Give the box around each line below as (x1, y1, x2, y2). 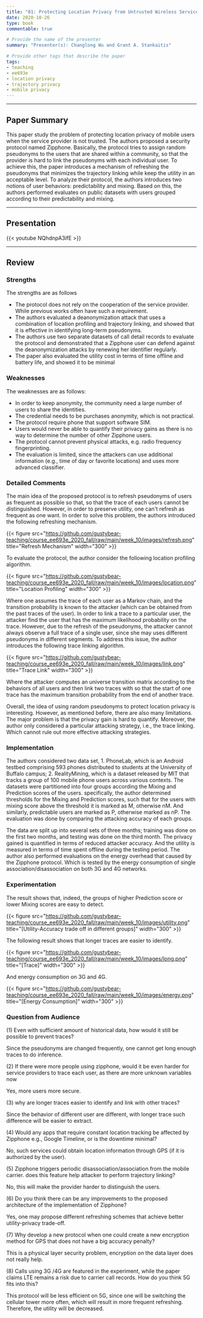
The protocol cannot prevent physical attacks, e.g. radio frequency (14, 438, 182, 445)
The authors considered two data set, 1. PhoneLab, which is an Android (6, 757, 184, 764)
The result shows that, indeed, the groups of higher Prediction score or (6, 894, 183, 901)
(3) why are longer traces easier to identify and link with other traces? (6, 1099, 180, 1106)
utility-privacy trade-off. (6, 1219, 66, 1227)
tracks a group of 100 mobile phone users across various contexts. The (6, 777, 184, 784)
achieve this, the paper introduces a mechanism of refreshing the (6, 163, 169, 170)
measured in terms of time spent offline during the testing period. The (6, 846, 180, 853)
